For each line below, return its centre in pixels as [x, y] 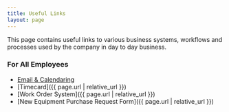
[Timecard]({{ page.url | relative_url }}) [72, 87]
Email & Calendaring [46, 79]
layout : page [26, 20]
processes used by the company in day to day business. [87, 47]
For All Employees [38, 65]
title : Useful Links [37, 13]
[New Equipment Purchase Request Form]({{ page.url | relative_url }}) [116, 101]
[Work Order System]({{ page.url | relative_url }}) [86, 94]
